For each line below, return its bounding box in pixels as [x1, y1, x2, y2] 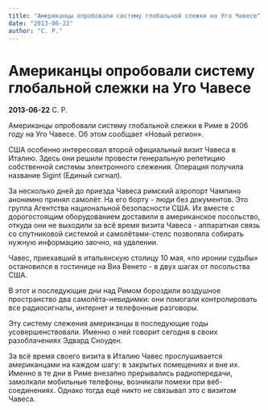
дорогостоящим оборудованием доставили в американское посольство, [8, 212, 261, 222]
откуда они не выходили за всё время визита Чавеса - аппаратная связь [8, 221, 260, 230]
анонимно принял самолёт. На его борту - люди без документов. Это [8, 195, 249, 205]
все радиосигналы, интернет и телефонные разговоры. [8, 303, 200, 313]
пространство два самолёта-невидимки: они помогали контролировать [8, 295, 258, 304]
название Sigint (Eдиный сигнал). [8, 171, 122, 180]
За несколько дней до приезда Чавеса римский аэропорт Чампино [8, 186, 241, 196]
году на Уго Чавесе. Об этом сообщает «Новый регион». [8, 130, 204, 139]
